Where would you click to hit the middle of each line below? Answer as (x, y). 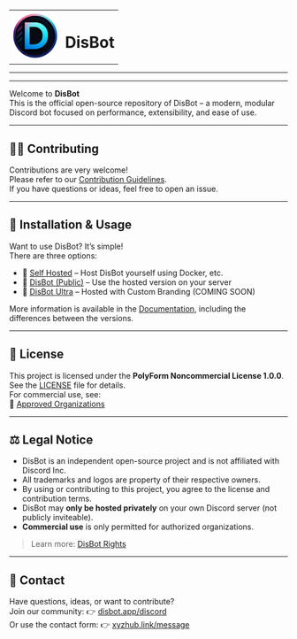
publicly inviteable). (57, 518)
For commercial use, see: (55, 394)
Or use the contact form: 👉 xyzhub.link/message (99, 625)
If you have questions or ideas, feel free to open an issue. (114, 189)
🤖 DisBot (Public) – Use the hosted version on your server (127, 282)
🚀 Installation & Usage (71, 225)
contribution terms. (57, 499)
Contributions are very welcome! (69, 170)
